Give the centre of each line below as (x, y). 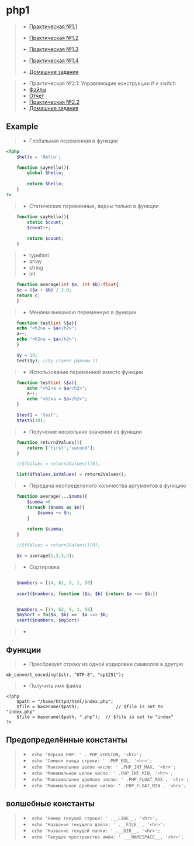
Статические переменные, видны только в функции (94, 206)
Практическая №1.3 (54, 49)
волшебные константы (50, 804)
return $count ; (46, 239)
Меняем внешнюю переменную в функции (83, 312)
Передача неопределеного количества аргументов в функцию (108, 486)
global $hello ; (46, 173)
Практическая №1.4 (54, 60)
